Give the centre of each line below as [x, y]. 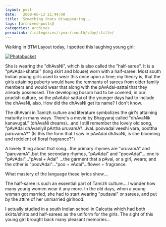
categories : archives [28, 28]
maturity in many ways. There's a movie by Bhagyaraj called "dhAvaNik [78, 118]
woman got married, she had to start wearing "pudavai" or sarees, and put [81, 194]
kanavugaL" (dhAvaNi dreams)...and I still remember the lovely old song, [79, 123]
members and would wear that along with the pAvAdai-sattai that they [76, 87]
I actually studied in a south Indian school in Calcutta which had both [75, 209]
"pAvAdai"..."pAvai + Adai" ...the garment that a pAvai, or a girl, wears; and [81, 159]
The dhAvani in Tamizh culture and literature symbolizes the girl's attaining [81, 113]
